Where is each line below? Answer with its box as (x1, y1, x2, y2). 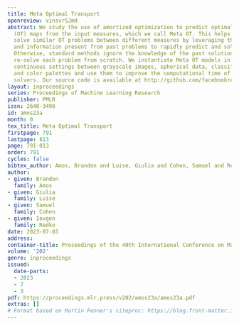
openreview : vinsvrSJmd (7, 17, 78, 24)
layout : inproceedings (7, 83, 75, 90)
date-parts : (14, 268, 50, 275)
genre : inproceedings (7, 255, 72, 262)
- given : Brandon (7, 175, 59, 182)
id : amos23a (7, 109, 43, 116)
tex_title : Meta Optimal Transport (7, 122, 113, 130)
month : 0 (7, 116, 33, 123)
